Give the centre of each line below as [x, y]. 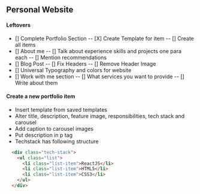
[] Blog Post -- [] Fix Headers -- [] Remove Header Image [85, 64]
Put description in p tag [44, 135]
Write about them [36, 82]
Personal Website [40, 10]
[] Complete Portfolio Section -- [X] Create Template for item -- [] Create [104, 38]
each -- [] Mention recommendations [60, 57]
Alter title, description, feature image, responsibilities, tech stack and [100, 116]
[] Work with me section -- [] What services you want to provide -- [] [99, 76]
